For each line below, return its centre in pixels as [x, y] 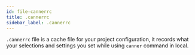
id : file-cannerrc [29, 12]
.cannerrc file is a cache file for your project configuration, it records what [97, 40]
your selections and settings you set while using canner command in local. [97, 46]
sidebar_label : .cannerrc [38, 22]
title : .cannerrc [28, 17]
